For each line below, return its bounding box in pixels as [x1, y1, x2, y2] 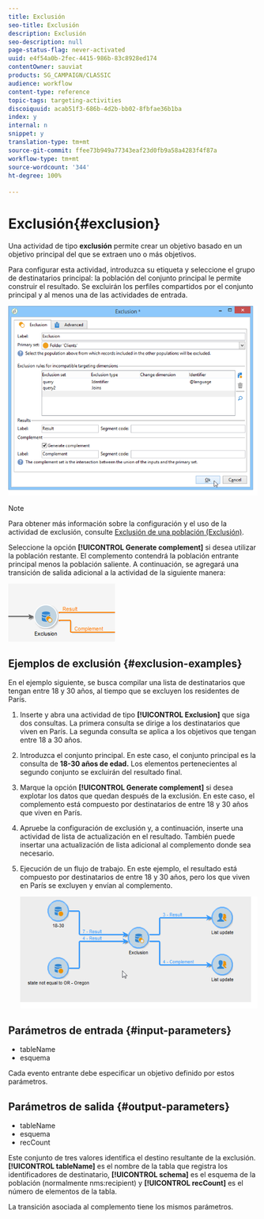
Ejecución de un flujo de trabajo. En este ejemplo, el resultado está [19, 864, 237, 874]
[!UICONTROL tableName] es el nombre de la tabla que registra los [8, 1161, 228, 1171]
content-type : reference [8, 88, 90, 96]
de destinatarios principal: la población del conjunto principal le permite [8, 273, 242, 283]
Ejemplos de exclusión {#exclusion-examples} [8, 657, 243, 670]
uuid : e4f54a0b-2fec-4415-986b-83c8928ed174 [8, 55, 157, 63]
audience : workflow [8, 79, 73, 87]
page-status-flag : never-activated [8, 46, 126, 55]
